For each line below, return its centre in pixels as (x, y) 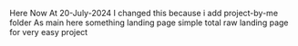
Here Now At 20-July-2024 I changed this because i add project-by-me (144, 13)
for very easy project (49, 32)
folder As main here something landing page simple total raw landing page (149, 23)
